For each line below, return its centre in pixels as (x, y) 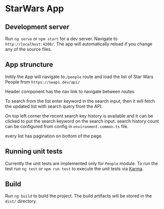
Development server (37, 27)
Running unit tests (34, 151)
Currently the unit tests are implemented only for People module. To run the (82, 163)
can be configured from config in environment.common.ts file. (67, 126)
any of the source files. (28, 49)
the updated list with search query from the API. (54, 106)
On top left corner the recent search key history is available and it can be (79, 116)
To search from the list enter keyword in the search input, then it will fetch (80, 101)
